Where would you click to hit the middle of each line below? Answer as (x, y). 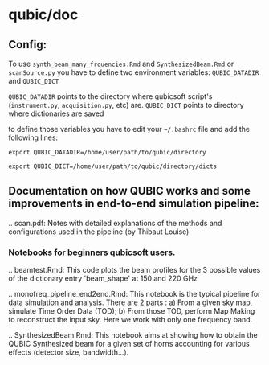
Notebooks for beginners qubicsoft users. (92, 252)
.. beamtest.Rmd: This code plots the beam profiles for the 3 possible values (134, 270)
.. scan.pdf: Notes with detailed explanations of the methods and (115, 223)
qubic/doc (43, 15)
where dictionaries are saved (56, 113)
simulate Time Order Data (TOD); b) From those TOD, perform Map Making (132, 311)
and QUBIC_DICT (34, 81)
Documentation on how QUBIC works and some (129, 191)
